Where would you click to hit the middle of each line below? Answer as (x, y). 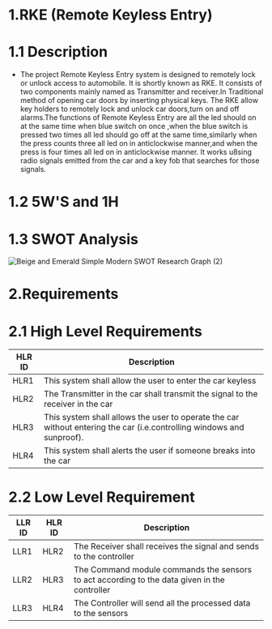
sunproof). (64, 438)
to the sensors (101, 614)
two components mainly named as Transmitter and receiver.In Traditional (142, 92)
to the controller (104, 557)
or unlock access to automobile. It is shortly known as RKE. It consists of (141, 83)
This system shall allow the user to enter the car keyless (150, 381)
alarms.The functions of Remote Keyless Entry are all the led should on (138, 118)
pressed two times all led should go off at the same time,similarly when (138, 135)
